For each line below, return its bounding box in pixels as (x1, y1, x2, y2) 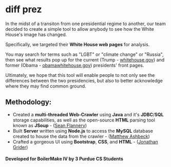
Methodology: (5, 98, 52, 107)
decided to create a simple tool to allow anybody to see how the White (5, 26, 154, 32)
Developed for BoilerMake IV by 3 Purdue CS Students (5, 156, 123, 162)
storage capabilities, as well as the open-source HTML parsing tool (12, 117, 155, 123)
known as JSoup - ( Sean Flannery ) (12, 122, 87, 129)
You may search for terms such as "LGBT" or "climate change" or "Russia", (5, 51, 164, 57)
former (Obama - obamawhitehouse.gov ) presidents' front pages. (5, 62, 144, 68)
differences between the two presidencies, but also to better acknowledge (5, 77, 163, 83)
